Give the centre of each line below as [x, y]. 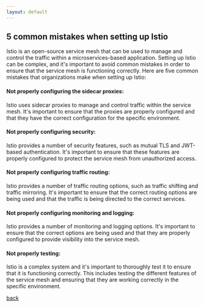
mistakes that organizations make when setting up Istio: [76, 78]
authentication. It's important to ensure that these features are [102, 152]
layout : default [27, 12]
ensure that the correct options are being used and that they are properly [98, 233]
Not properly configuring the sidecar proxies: [65, 92]
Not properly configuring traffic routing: [58, 172]
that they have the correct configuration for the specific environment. [93, 118]
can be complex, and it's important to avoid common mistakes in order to [98, 64]
